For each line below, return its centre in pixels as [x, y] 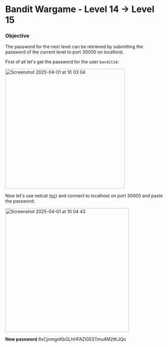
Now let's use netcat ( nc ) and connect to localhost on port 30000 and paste [84, 196]
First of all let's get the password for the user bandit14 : [62, 62]
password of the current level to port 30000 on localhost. [65, 52]
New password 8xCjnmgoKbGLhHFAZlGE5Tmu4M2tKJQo [66, 339]
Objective [17, 36]
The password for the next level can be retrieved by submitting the [74, 47]
